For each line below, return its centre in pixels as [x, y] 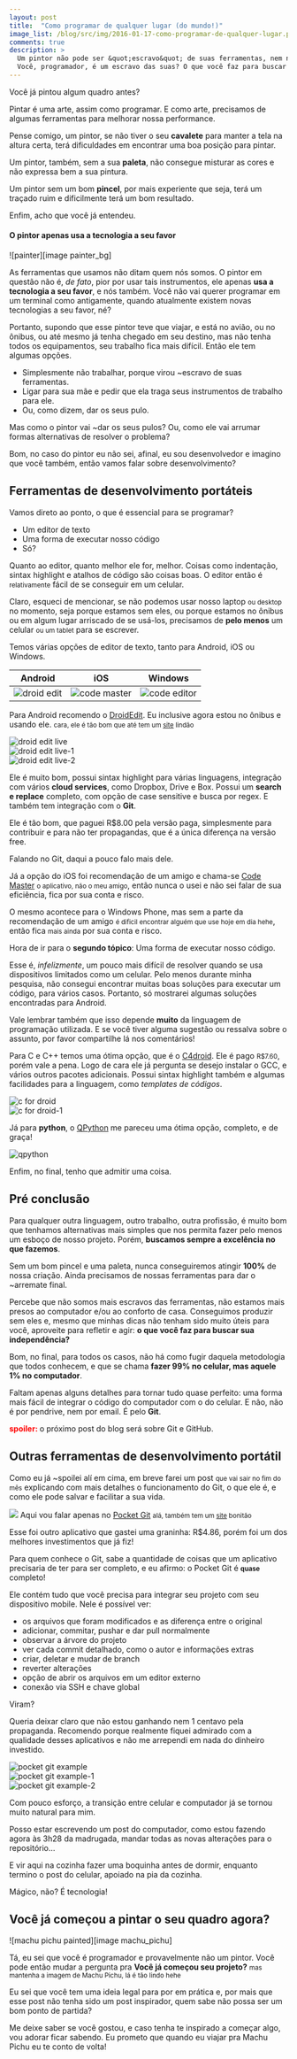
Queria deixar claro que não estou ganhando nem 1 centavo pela [127, 1721]
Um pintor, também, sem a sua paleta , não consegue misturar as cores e [142, 162]
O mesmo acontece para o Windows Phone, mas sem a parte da [126, 912]
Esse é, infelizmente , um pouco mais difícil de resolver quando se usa [136, 965]
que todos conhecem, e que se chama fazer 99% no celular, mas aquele [143, 1366]
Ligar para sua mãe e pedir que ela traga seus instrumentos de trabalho [152, 391]
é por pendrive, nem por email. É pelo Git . [85, 1411]
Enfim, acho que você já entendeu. [72, 215]
